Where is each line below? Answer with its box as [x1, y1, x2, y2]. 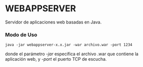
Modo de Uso [5, 31, 38, 38]
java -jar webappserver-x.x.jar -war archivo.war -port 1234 [5, 43, 133, 47]
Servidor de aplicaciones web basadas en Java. [5, 19, 102, 25]
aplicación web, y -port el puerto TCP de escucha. [5, 56, 107, 62]
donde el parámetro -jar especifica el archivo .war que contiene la [5, 51, 139, 57]
